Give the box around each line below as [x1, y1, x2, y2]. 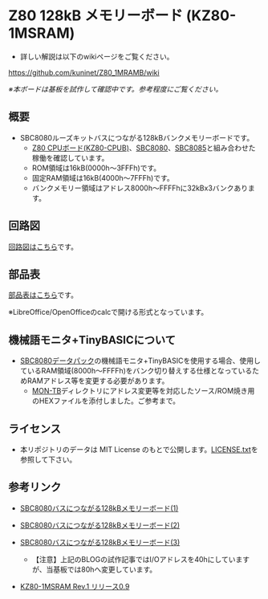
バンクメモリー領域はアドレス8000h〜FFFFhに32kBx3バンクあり [31, 183, 249, 193]
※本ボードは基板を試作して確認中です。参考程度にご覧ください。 [8, 84, 223, 94]
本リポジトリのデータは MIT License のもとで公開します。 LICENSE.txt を [19, 445, 258, 454]
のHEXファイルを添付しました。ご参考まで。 [31, 396, 181, 405]
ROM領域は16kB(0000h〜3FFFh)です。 [31, 163, 161, 173]
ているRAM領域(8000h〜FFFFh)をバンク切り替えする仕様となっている [19, 366, 253, 376]
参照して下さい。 [19, 454, 77, 464]
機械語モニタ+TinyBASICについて [8, 333, 177, 347]
